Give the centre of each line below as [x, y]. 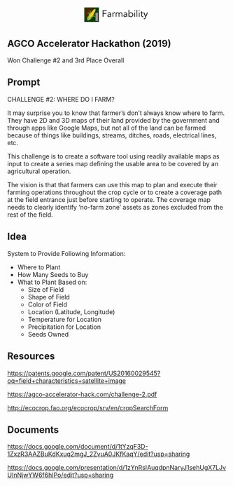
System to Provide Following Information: [66, 253]
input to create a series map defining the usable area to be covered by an [113, 163]
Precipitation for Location [64, 327]
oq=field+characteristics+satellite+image [67, 380]
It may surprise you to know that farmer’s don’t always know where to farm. [116, 113]
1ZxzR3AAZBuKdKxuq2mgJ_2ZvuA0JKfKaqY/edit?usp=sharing [99, 454]
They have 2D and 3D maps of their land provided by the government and [114, 120]
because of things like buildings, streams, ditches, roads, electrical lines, [112, 135]
